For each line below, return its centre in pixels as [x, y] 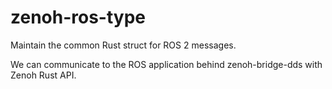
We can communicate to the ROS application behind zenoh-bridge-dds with [166, 64]
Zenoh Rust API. [43, 75]
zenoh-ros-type [78, 17]
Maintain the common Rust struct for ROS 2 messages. [123, 45]
